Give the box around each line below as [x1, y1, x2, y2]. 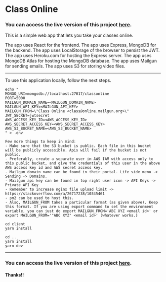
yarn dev [5, 243, 23, 249]
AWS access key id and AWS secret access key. [5, 165, 103, 170]
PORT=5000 [5, 96, 26, 101]
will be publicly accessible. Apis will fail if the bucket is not [5, 148, 147, 153]
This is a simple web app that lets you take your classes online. [5, 32, 133, 38]
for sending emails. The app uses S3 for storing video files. [5, 63, 125, 69]
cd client [5, 222, 26, 227]
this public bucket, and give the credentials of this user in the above [5, 161, 161, 166]
